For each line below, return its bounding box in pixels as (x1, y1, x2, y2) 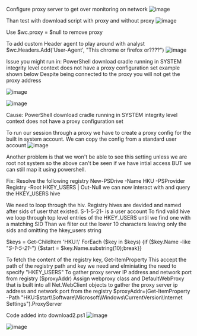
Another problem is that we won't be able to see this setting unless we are (6, 153, 188, 160)
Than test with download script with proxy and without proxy (6, 17, 155, 24)
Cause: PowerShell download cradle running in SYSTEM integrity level (6, 112, 178, 118)
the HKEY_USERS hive (6, 190, 61, 197)
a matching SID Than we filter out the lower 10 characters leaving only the (6, 220, 187, 227)
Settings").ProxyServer (6, 300, 62, 307)
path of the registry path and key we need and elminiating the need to (6, 262, 177, 270)
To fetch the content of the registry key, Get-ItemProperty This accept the (6, 256, 187, 263)
